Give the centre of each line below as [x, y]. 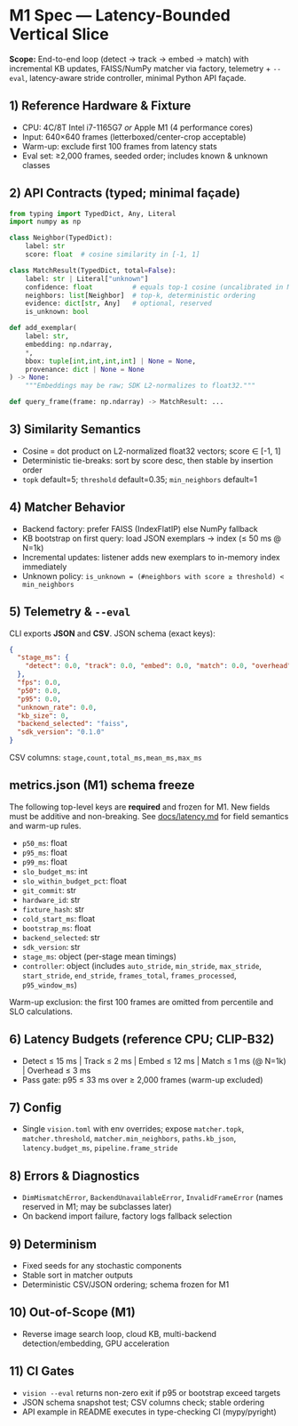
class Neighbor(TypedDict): [61, 238]
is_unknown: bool [57, 312]
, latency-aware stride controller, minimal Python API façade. [136, 77]
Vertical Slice [59, 34]
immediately [44, 567]
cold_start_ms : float [59, 918]
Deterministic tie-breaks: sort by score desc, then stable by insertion [147, 460]
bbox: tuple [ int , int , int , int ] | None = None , [111, 361]
